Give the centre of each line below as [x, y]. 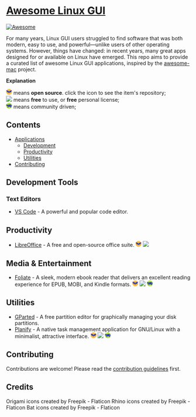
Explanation [21, 81]
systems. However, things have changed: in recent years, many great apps [96, 50]
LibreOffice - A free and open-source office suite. [74, 245]
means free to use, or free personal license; [66, 99]
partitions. [27, 323]
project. [27, 69]
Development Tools [42, 182]
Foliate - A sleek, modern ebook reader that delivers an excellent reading [102, 278]
